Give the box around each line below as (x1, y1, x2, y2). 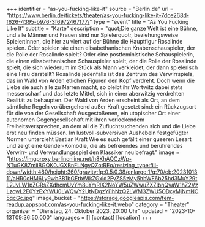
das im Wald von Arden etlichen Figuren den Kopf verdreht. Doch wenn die (6, 77, 195, 84)
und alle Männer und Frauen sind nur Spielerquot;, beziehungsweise (6, 31, 179, 39)
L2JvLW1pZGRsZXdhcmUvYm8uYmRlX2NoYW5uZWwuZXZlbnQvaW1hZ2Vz (6, 181, 199, 188)
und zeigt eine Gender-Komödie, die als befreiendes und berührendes (6, 142, 183, 149)
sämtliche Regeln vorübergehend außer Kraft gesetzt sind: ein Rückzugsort (6, 103, 196, 110)
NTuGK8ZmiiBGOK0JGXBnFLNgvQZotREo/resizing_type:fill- (6, 162, 159, 169)
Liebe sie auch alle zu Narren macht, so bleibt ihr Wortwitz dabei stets (6, 83, 183, 91)
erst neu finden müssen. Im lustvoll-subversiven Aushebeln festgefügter (6, 129, 188, 136)
